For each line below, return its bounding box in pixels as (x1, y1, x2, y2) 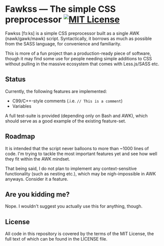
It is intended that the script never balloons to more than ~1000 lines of (5, 145, 149, 151)
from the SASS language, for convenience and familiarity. (5, 41, 122, 46)
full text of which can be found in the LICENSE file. (5, 236, 107, 242)
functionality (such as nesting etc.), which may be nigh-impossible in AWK (5, 170, 156, 176)
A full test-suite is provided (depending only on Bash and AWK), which (5, 113, 148, 119)
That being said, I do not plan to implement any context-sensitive (5, 165, 137, 171)
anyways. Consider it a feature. (5, 176, 68, 182)
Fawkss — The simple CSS (5, 3, 116, 15)
